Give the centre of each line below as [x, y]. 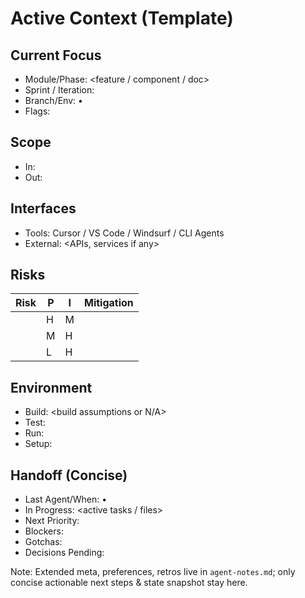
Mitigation [109, 303]
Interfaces [43, 208]
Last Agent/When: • [66, 499]
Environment [51, 387]
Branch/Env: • [53, 100]
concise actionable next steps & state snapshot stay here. [129, 583]
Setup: [38, 444]
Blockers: [44, 531]
